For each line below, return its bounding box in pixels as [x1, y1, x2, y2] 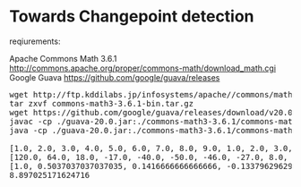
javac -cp [9, 116, 52, 126]
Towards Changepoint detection [9, 6, 254, 27]
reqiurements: [9, 36, 61, 47]
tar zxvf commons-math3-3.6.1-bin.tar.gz [9, 98, 194, 108]
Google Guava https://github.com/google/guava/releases [9, 72, 220, 82]
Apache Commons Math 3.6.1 [9, 53, 117, 64]
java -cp [9, 125, 47, 135]
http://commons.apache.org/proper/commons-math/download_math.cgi [9, 63, 276, 73]
